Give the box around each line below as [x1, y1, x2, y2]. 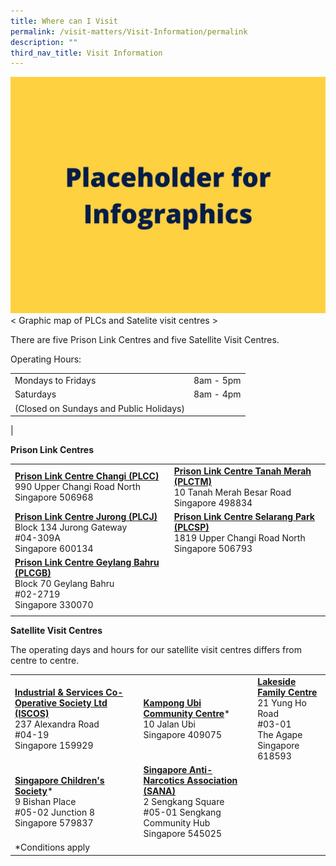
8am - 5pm [193, 375, 242, 386]
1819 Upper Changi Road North [173, 532, 306, 544]
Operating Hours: [10, 353, 82, 365]
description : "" [10, 37, 78, 47]
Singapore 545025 [143, 828, 223, 839]
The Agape [257, 728, 303, 740]
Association [186, 775, 238, 786]
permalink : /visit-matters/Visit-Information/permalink [10, 26, 248, 37]
